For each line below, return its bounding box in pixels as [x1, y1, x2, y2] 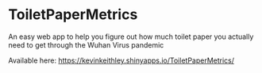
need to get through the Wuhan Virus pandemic [8, 40, 164, 49]
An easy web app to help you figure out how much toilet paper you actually [8, 32, 254, 41]
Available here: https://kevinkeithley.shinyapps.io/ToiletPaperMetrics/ [8, 56, 235, 65]
